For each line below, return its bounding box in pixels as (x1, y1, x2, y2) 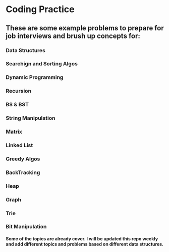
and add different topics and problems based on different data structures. (6, 241, 163, 247)
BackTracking (6, 169, 40, 176)
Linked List (6, 142, 33, 149)
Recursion (6, 88, 32, 95)
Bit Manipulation (6, 223, 47, 230)
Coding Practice (6, 4, 75, 15)
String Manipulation (6, 115, 55, 122)
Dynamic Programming (6, 74, 64, 81)
